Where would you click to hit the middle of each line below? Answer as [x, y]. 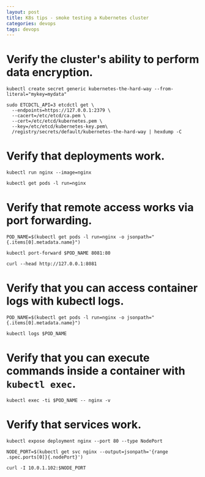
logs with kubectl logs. [65, 301]
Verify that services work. [74, 425]
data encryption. [50, 73]
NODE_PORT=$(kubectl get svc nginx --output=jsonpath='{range [87, 452]
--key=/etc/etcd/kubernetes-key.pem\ [60, 126]
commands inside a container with [96, 371]
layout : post [23, 12]
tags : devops [23, 29]
